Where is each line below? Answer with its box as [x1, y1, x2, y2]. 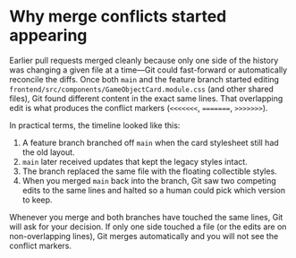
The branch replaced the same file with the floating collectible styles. [21, 166, 277, 176]
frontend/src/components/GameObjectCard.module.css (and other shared [9, 83, 275, 94]
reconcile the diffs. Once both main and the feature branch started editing [9, 73, 280, 84]
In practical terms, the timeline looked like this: [9, 119, 181, 131]
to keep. [21, 194, 53, 205]
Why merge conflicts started [9, 6, 227, 27]
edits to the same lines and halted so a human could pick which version [21, 185, 286, 195]
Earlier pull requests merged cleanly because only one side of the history [9, 55, 279, 65]
